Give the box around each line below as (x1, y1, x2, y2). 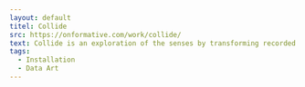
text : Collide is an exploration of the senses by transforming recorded (9, 38, 297, 48)
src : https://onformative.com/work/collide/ (9, 30, 182, 39)
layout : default (9, 13, 71, 23)
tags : (9, 47, 30, 56)
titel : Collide (9, 22, 68, 31)
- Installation (17, 55, 76, 64)
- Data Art (17, 64, 59, 73)
